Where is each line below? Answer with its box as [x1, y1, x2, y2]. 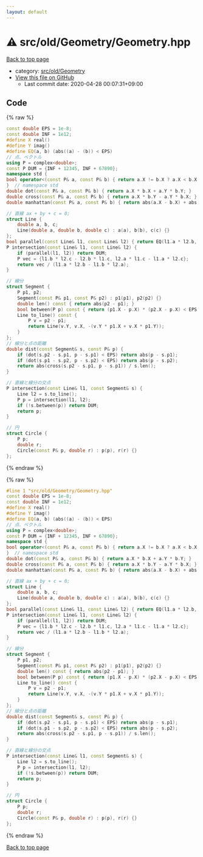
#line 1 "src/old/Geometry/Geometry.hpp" [6, 488, 113, 494]
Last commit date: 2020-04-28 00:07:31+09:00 [24, 80, 143, 87]
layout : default [6, 9, 47, 15]
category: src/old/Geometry [15, 67, 85, 74]
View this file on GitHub [15, 74, 75, 81]
